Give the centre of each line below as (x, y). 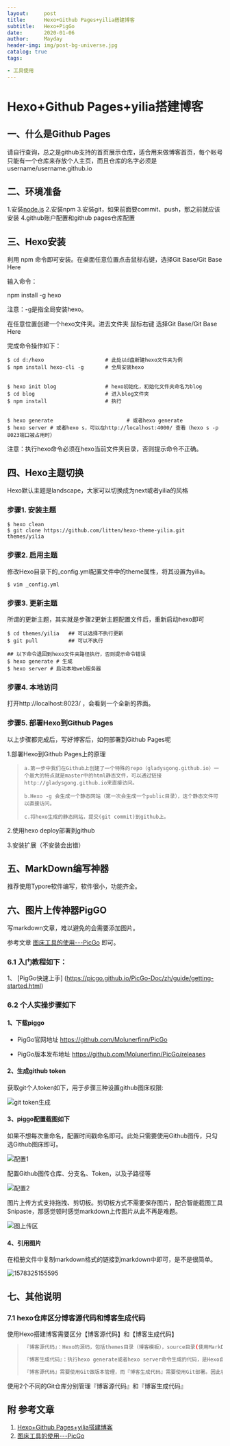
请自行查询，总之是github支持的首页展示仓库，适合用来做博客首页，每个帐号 (115, 152)
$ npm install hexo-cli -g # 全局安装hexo (76, 368)
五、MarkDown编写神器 (58, 869)
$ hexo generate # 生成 (40, 661)
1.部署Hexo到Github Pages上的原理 (56, 754)
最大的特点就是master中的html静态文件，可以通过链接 (95, 776)
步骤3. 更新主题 (33, 603)
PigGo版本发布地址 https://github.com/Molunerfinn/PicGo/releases (111, 1054)
